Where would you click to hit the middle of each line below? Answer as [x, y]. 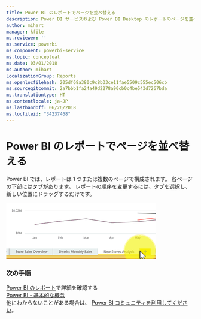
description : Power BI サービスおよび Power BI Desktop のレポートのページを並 [100, 19]
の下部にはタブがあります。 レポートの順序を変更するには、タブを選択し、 [98, 186]
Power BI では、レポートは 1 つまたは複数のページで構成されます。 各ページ [99, 179]
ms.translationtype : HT [36, 95]
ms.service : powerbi [32, 44]
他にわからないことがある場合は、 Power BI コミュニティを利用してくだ [94, 302]
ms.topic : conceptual [33, 57]
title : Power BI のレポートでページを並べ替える [61, 13]
